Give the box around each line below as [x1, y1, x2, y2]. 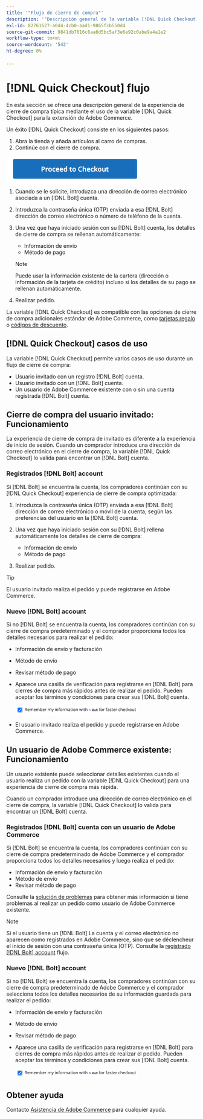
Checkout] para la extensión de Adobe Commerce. [6, 114, 133, 121]
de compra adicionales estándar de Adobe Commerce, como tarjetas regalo [6, 314, 195, 322]
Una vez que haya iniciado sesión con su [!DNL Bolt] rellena [14, 526, 164, 533]
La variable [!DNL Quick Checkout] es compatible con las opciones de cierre [6, 308, 197, 316]
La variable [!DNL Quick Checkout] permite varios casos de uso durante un [6, 354, 193, 362]
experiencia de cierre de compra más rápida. [6, 783, 118, 790]
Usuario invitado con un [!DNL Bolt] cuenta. [14, 379, 124, 386]
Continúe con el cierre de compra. [14, 144, 101, 151]
